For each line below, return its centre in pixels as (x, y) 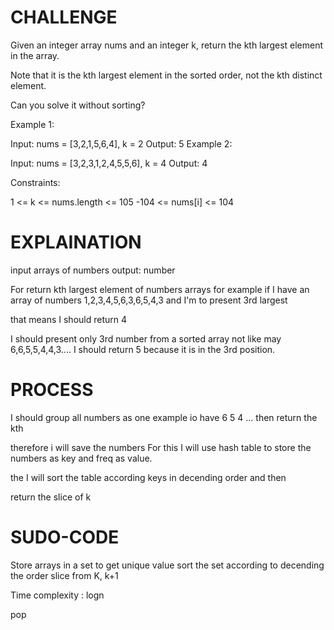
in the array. (35, 55)
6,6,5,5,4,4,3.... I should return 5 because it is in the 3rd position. (143, 349)
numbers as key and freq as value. (81, 458)
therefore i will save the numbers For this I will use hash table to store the (161, 447)
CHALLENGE (64, 17)
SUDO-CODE (65, 537)
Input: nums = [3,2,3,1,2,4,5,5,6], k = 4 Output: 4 (109, 163)
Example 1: (32, 124)
